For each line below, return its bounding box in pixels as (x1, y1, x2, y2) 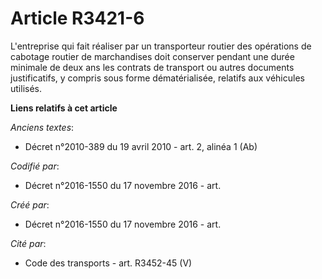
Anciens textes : (10, 121, 75, 133)
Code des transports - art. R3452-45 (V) (24, 257, 193, 269)
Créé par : (10, 198, 50, 211)
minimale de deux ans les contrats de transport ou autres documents (10, 61, 295, 73)
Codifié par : (10, 160, 60, 172)
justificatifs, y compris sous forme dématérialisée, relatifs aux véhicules (10, 72, 305, 84)
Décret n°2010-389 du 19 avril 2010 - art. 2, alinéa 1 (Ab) (24, 140, 258, 152)
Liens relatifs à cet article (10, 102, 118, 114)
